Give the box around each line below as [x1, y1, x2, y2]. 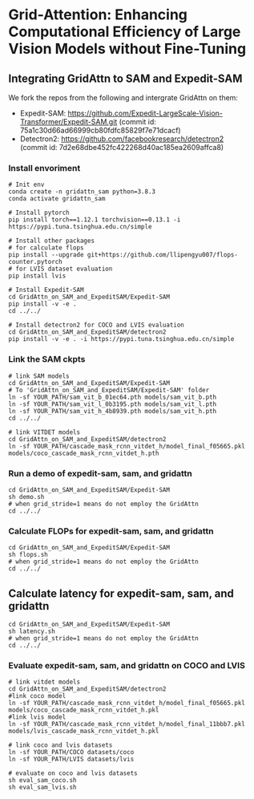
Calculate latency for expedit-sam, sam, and [8, 586, 235, 600]
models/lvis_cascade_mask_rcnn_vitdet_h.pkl [8, 728, 159, 736]
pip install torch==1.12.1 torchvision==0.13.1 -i [8, 216, 181, 224]
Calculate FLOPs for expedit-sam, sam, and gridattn [8, 525, 214, 537]
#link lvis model [8, 713, 67, 721]
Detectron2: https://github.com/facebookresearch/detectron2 [19, 134, 224, 144]
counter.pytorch [8, 258, 62, 266]
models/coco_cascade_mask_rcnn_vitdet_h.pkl [8, 706, 159, 715]
